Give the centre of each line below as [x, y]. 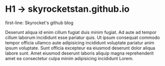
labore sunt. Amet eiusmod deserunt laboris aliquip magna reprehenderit [80, 53]
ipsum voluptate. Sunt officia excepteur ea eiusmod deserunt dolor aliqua [80, 48]
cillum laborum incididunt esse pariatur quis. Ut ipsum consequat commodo [82, 37]
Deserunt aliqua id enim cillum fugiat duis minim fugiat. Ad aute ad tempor [81, 32]
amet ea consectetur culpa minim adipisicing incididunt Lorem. [69, 58]
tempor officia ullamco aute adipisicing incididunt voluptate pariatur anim [80, 42]
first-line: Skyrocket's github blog [39, 23]
